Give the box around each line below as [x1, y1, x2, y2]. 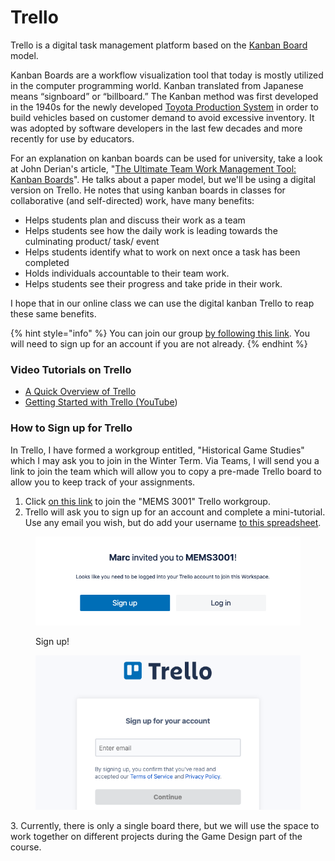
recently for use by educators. [10, 132, 135, 145]
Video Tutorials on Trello [10, 362, 132, 376]
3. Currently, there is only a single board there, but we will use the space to [10, 820, 320, 832]
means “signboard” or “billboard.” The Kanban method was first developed [10, 90, 319, 102]
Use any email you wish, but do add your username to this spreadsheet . [24, 516, 322, 528]
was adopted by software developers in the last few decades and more [10, 122, 303, 134]
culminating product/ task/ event [24, 235, 160, 247]
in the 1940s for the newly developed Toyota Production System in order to [10, 101, 319, 113]
